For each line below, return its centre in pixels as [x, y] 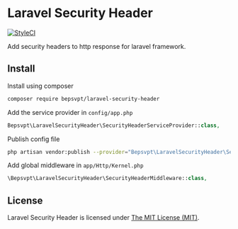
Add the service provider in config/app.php [70, 112]
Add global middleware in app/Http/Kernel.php [75, 165]
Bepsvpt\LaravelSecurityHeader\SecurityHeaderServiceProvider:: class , [114, 125]
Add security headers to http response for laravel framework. [97, 46]
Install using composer [40, 86]
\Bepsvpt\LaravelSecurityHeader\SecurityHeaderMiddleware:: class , [107, 179]
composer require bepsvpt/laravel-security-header [84, 99]
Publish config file [34, 139]
